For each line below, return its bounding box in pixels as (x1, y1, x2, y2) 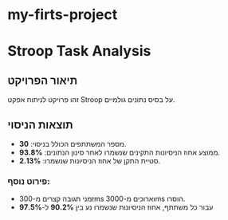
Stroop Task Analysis (7, 42, 151, 61)
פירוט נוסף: (7, 175, 50, 187)
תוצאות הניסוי (7, 118, 73, 132)
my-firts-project (7, 6, 118, 24)
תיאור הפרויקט (7, 73, 77, 87)
